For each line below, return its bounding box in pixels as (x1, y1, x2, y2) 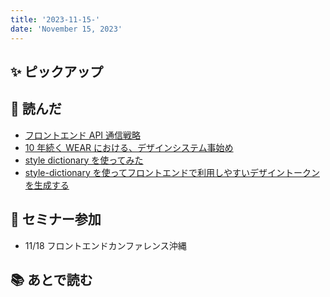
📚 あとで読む (10, 271, 93, 288)
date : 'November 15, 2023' (10, 24, 123, 34)
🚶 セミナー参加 (10, 211, 102, 228)
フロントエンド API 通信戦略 (24, 129, 142, 141)
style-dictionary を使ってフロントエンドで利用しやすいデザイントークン (24, 166, 320, 178)
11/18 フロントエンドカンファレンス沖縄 (24, 239, 187, 251)
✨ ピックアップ (10, 63, 104, 80)
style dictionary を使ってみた (24, 154, 144, 166)
